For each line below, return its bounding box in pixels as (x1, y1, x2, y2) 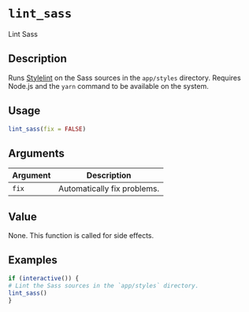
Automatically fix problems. (58, 183, 160, 194)
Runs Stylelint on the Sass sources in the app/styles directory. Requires (8, 73, 242, 83)
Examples (8, 254, 58, 267)
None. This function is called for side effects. (8, 231, 154, 240)
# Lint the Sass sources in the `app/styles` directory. (8, 281, 199, 289)
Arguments (8, 146, 65, 160)
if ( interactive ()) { (8, 274, 80, 282)
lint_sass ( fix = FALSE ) (8, 125, 87, 133)
